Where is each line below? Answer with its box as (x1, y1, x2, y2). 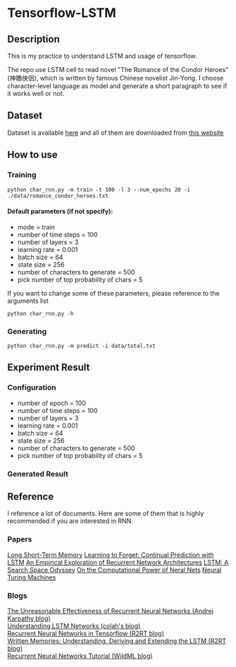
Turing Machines (7, 573, 56, 582)
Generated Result (7, 469, 68, 479)
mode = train (17, 222, 55, 231)
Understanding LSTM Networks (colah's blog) (7, 622, 141, 630)
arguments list (7, 296, 49, 305)
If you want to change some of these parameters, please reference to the (7, 289, 220, 297)
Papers (7, 534, 32, 544)
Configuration (7, 383, 56, 392)
